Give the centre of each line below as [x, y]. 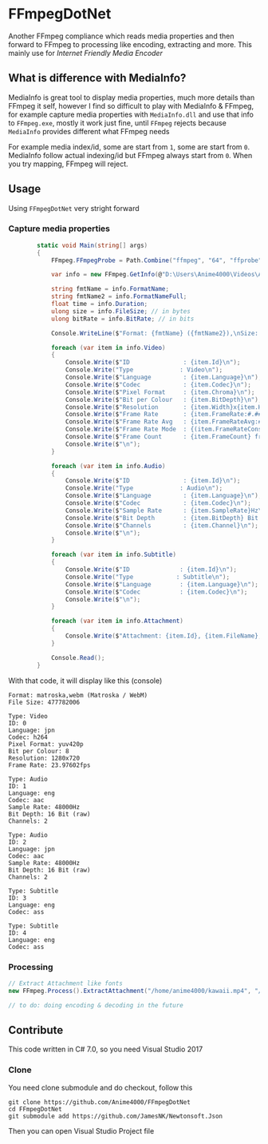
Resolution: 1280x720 [44, 758]
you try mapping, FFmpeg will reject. [69, 164]
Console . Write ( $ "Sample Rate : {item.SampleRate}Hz [162, 510]
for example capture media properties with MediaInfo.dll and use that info [131, 114]
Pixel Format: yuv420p [46, 744]
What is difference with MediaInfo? [97, 78]
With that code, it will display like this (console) [85, 681]
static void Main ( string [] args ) [93, 245]
